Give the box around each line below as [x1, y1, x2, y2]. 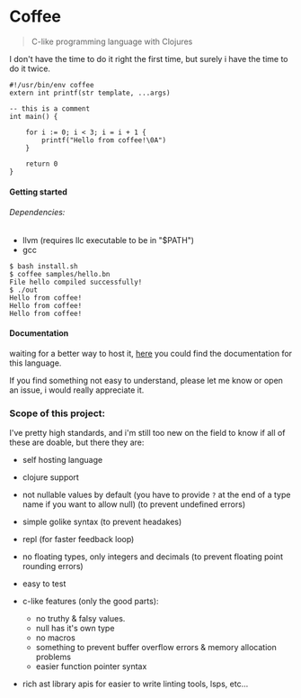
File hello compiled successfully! [9, 277, 143, 286]
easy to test [22, 578, 66, 589]
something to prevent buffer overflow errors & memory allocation [35, 642, 277, 653]
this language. [9, 358, 62, 368]
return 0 [25, 159, 58, 168]
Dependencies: [9, 207, 66, 218]
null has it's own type [35, 623, 115, 634]
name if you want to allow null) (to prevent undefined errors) [22, 499, 246, 510]
